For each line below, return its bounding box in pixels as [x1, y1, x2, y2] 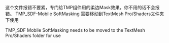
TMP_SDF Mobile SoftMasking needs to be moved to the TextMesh [5, 27, 146, 33]
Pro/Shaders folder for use [5, 32, 61, 38]
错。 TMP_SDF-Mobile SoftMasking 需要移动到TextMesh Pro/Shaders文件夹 [5, 11, 164, 17]
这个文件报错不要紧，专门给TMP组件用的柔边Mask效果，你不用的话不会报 [5, 5, 160, 10]
